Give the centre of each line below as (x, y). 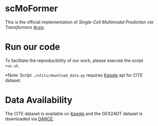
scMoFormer (32, 9)
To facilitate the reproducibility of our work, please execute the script (74, 60)
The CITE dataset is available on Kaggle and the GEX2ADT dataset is (74, 113)
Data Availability (39, 100)
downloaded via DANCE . (30, 119)
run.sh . (12, 65)
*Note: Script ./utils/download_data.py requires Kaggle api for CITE (74, 75)
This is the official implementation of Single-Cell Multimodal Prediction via (79, 22)
